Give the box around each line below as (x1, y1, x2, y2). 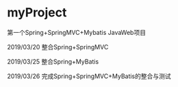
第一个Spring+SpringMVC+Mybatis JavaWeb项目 (7, 28, 146, 36)
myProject (7, 5, 67, 21)
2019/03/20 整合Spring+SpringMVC (7, 42, 109, 51)
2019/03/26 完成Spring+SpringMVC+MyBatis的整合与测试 (7, 72, 171, 80)
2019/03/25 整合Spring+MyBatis (7, 57, 99, 66)
